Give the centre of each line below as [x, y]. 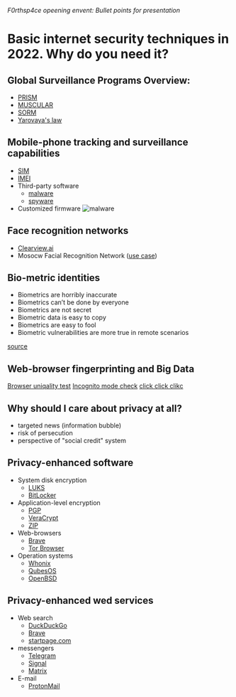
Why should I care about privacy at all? [95, 408]
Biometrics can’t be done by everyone [73, 302]
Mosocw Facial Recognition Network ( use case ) [87, 255]
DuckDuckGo [47, 625]
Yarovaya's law [40, 120]
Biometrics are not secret [55, 310]
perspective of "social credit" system [72, 441]
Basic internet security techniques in [118, 39]
